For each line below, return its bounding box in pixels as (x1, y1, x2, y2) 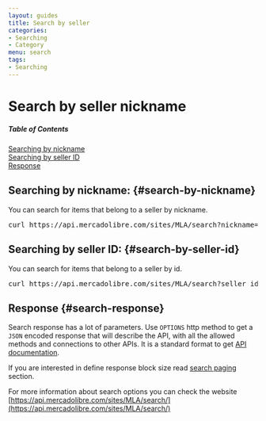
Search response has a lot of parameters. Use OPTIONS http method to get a (8, 323, 253, 332)
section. (8, 372, 35, 381)
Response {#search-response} (8, 301, 165, 315)
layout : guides (8, 11, 59, 20)
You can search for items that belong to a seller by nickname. (8, 205, 208, 214)
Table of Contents (8, 124, 69, 133)
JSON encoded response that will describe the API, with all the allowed (8, 331, 235, 341)
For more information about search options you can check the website (8, 387, 237, 396)
